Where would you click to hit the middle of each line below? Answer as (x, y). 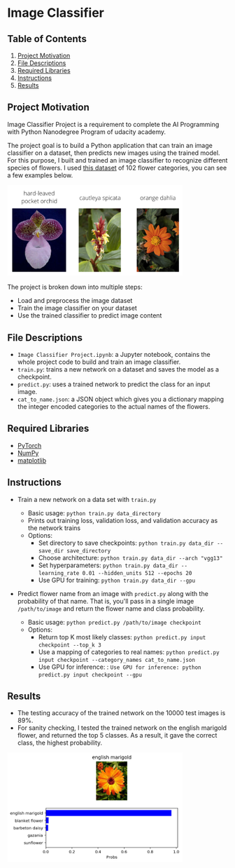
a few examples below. (40, 175)
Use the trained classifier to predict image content (90, 316)
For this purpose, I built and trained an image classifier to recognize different (117, 160)
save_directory (88, 551)
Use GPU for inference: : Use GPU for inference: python (120, 667)
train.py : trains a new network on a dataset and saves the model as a (118, 369)
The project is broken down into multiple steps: (75, 287)
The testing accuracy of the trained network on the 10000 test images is (121, 713)
